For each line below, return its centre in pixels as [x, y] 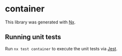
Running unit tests [33, 37]
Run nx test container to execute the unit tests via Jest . [61, 48]
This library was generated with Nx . [40, 22]
